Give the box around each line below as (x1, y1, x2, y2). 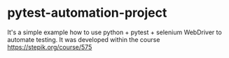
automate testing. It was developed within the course (7, 35, 160, 43)
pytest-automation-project (7, 5, 167, 21)
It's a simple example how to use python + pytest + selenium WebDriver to (7, 28, 222, 36)
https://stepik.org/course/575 (7, 43, 92, 51)
